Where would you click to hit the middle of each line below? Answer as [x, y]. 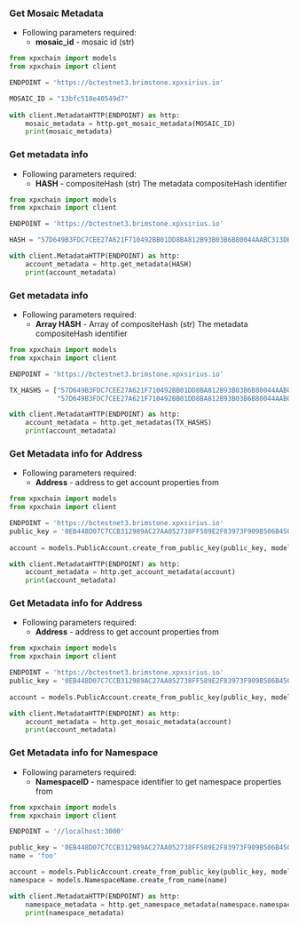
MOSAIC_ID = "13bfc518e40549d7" [69, 99]
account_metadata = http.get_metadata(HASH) [109, 264]
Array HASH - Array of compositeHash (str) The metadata [141, 324]
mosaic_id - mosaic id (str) [85, 42]
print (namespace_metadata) [75, 913]
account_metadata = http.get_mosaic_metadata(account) [129, 722]
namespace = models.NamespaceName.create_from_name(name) [118, 880]
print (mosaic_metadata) [69, 132]
